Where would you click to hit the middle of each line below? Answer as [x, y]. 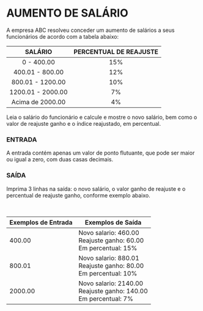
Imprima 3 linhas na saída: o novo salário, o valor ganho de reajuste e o [96, 189]
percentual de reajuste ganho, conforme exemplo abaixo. [79, 195]
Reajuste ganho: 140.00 [113, 291]
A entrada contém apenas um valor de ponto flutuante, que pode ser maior [101, 153]
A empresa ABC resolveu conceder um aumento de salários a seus [90, 30]
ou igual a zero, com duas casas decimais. [60, 159]
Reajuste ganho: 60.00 [111, 240]
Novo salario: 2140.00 [111, 283]
